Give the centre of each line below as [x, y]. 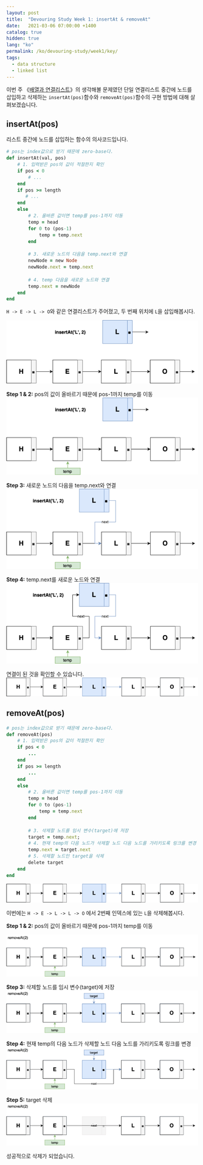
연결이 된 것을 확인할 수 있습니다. [45, 674]
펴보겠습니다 [21, 105]
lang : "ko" [20, 45]
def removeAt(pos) [29, 734]
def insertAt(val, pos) [36, 158]
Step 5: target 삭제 [29, 1100]
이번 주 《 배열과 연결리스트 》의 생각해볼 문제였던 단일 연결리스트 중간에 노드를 [99, 89]
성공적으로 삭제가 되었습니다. [40, 1156]
